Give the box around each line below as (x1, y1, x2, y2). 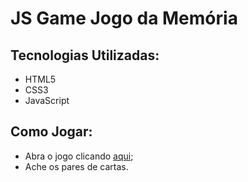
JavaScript (24, 95, 70, 106)
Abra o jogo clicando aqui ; (24, 150, 134, 162)
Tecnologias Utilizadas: (10, 47, 160, 64)
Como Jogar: (10, 123, 93, 141)
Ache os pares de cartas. (24, 160, 129, 172)
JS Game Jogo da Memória (10, 7, 238, 30)
